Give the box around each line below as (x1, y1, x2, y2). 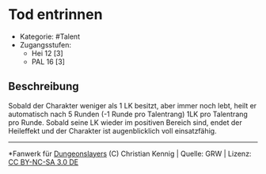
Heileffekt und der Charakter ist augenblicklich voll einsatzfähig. (8, 126, 217, 135)
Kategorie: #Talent (19, 32, 81, 41)
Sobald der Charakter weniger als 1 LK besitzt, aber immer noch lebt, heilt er (8, 100, 257, 110)
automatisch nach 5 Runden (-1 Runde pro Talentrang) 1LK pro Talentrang (8, 109, 248, 119)
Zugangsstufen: (19, 40, 72, 49)
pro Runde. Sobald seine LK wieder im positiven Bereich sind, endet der (8, 117, 243, 127)
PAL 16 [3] (31, 57, 66, 66)
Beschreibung (8, 80, 79, 93)
